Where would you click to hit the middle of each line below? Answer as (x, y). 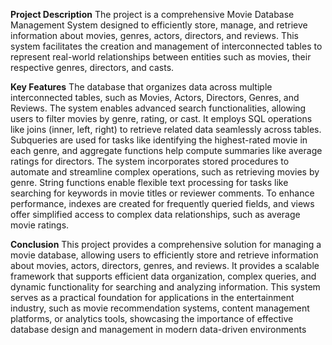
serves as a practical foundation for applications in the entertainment (152, 297)
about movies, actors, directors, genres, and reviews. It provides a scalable (165, 265)
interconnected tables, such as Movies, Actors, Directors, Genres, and (155, 97)
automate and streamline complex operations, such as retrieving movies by (165, 172)
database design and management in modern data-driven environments (158, 329)
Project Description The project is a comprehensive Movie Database (152, 14)
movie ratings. (40, 225)
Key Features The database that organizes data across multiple (141, 87)
